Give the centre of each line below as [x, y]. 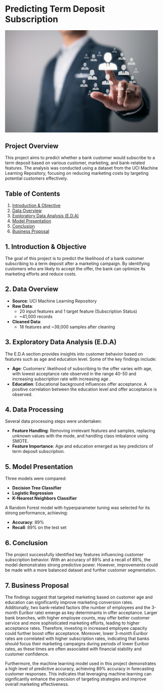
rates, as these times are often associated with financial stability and [73, 649]
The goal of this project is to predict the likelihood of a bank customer [75, 259]
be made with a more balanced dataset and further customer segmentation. [81, 570]
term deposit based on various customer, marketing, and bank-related [75, 163]
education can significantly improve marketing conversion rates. [69, 602]
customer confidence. [27, 654]
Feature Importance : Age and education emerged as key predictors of [83, 446]
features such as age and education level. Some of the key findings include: [81, 359]
